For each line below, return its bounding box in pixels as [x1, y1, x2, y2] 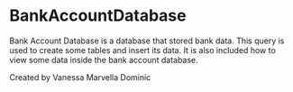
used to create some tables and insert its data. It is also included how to [9, 44, 277, 55]
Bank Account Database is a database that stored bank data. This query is [9, 35, 285, 46]
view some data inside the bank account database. [9, 54, 198, 65]
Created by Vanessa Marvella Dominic [9, 71, 151, 82]
